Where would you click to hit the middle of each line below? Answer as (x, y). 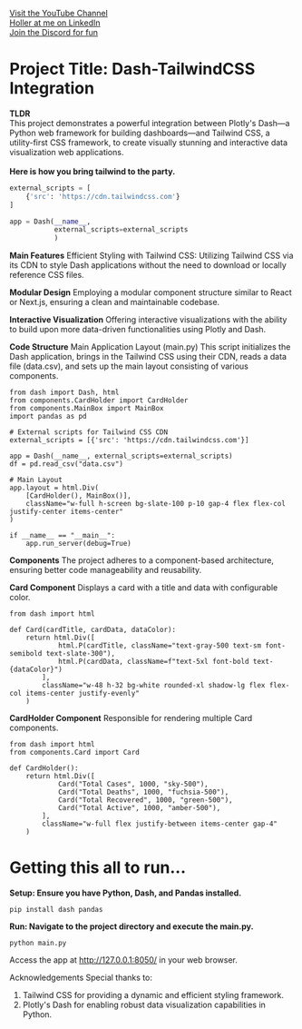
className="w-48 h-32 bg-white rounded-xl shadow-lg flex (154, 686)
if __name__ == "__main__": (63, 536)
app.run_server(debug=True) (78, 544)
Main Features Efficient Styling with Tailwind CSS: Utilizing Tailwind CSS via (151, 256)
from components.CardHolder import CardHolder (99, 401)
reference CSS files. (47, 275)
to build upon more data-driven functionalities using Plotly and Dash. (138, 330)
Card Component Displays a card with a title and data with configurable (144, 588)
